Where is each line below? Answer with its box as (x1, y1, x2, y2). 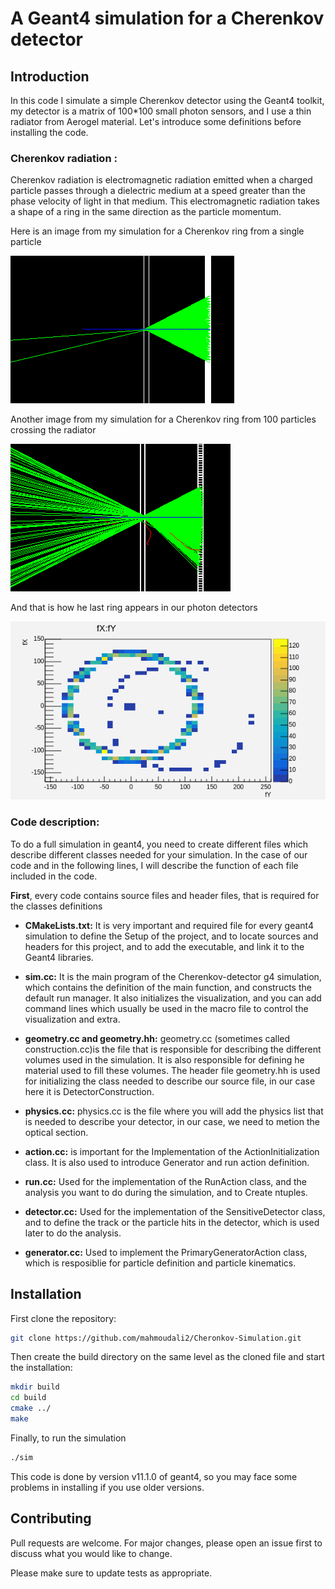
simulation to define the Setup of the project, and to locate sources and (24, 930, 319, 942)
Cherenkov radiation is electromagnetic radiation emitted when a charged (10, 174, 313, 186)
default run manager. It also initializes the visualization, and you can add (24, 992, 322, 1004)
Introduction (10, 68, 90, 85)
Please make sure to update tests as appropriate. (10, 1567, 213, 1579)
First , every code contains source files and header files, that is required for (10, 889, 320, 901)
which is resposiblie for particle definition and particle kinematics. (24, 1257, 297, 1269)
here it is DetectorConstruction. (24, 1085, 155, 1097)
